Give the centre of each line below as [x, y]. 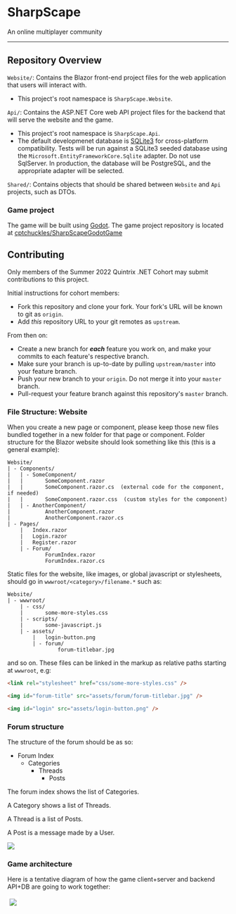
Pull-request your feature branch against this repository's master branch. [123, 393]
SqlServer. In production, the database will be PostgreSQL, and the [114, 163]
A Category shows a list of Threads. [59, 806]
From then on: [27, 335]
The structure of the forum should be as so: [70, 742]
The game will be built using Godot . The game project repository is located [116, 225]
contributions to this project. [48, 279]
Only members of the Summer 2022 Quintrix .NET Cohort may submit [108, 272]
